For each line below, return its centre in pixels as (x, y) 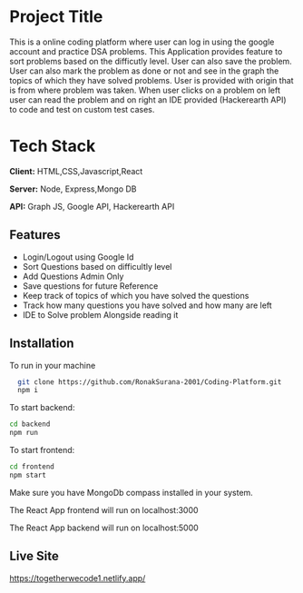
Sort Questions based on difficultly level (97, 266)
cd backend (30, 424)
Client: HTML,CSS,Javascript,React (76, 171)
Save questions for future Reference (90, 286)
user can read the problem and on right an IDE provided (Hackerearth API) (148, 99)
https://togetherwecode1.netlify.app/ (78, 578)
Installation (42, 344)
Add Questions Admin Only (73, 276)
